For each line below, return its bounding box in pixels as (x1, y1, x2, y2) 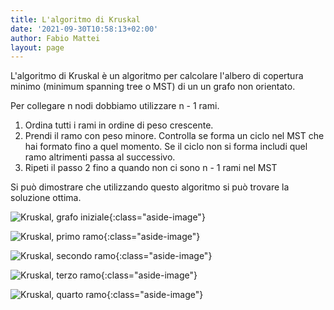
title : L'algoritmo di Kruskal (10, 14, 141, 25)
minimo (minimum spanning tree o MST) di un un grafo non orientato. (10, 81, 296, 93)
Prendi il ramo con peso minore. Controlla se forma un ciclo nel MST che (24, 130, 325, 142)
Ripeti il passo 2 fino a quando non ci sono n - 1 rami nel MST (24, 162, 278, 174)
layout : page (10, 42, 65, 53)
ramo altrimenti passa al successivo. (24, 151, 176, 163)
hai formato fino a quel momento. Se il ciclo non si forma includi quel (24, 141, 308, 153)
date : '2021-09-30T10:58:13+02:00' (10, 24, 159, 34)
